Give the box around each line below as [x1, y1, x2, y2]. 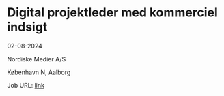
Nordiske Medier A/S [7, 54, 66, 63]
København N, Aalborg [7, 68, 71, 76]
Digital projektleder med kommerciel [7, 5, 219, 20]
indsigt [7, 19, 48, 35]
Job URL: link [7, 81, 44, 89]
